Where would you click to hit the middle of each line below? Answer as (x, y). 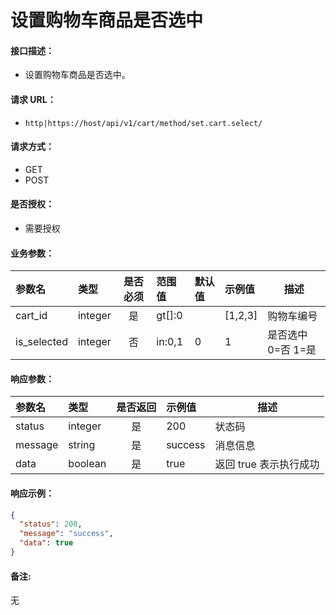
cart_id (31, 316)
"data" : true (46, 543)
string (82, 445)
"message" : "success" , (66, 534)
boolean (87, 464)
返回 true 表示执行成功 (267, 464)
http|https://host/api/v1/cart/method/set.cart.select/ (143, 123)
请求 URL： (33, 99)
